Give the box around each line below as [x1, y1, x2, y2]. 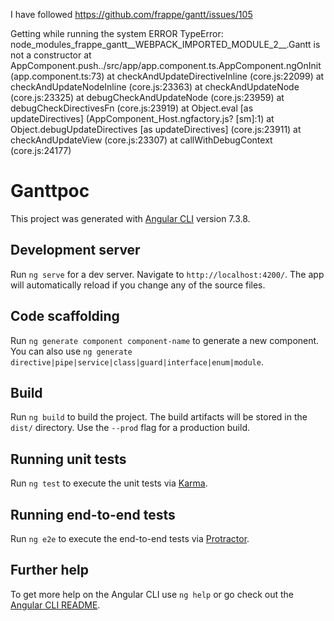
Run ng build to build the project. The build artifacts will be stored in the [10, 411, 308, 423]
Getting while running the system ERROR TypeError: [10, 28, 224, 39]
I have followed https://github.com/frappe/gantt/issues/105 [10, 9, 253, 20]
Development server [10, 242, 141, 259]
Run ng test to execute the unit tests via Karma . [10, 477, 208, 489]
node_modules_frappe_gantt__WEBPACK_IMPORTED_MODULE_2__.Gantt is [10, 39, 321, 50]
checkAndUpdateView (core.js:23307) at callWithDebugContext [10, 134, 273, 146]
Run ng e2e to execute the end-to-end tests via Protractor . [10, 533, 250, 544]
